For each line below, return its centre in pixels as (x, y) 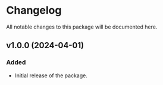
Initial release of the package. (51, 75)
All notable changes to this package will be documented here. (82, 27)
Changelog (34, 10)
